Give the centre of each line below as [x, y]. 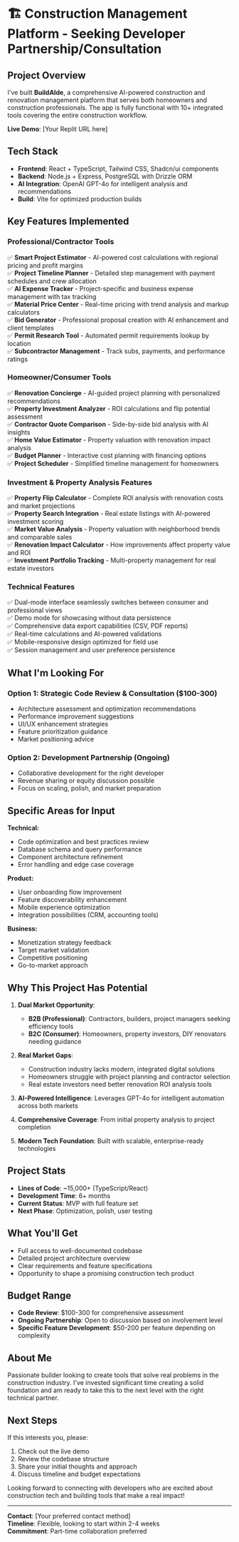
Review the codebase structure [63, 1459]
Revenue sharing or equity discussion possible [86, 781]
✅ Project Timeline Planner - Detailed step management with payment [111, 273]
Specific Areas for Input [61, 811]
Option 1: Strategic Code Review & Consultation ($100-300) [112, 693]
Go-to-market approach [53, 965]
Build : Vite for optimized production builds [80, 199]
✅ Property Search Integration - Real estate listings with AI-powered [109, 514]
